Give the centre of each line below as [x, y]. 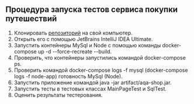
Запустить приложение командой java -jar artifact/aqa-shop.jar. [93, 82]
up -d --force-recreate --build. [75, 51]
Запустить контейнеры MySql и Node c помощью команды [87, 45]
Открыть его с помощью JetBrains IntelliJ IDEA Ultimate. [83, 39]
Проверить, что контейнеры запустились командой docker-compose [100, 57]
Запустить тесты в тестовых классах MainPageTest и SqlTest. [90, 89]
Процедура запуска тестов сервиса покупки [92, 10]
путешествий [31, 19]
